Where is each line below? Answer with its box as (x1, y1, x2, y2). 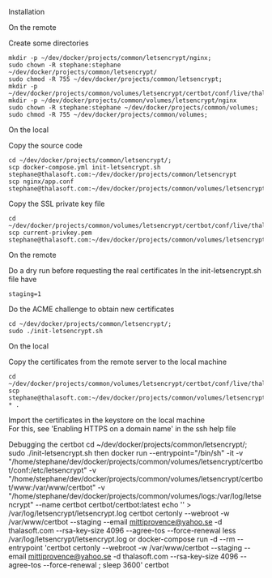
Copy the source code (8, 141, 83, 150)
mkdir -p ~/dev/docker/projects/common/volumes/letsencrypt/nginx (8, 96, 237, 105)
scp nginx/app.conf (8, 178, 74, 186)
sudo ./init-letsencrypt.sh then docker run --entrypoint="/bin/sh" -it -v (8, 448, 244, 457)
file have (8, 275, 37, 284)
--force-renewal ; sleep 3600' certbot (43, 560, 169, 570)
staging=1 (8, 290, 42, 298)
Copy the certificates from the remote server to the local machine (8, 357, 227, 366)
